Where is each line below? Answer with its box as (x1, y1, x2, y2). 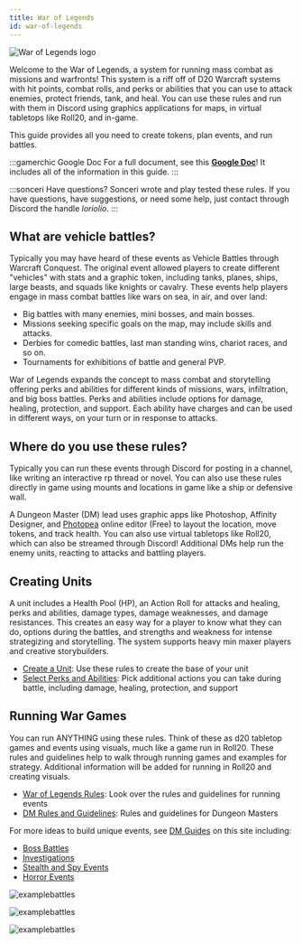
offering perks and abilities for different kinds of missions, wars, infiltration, (9, 384, 288, 395)
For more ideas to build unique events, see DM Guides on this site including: (9, 825, 292, 836)
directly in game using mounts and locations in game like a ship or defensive (9, 482, 293, 493)
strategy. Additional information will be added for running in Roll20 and (9, 761, 272, 772)
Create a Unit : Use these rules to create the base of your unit (22, 663, 250, 674)
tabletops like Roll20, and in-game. (9, 112, 139, 123)
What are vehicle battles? (9, 229, 156, 244)
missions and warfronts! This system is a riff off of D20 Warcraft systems (9, 73, 281, 84)
